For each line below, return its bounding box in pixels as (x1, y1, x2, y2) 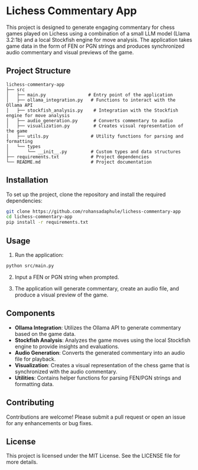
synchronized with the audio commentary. (14, 368, 118, 375)
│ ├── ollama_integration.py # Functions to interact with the (6, 97, 176, 103)
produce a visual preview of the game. (14, 291, 109, 298)
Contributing (6, 397, 54, 408)
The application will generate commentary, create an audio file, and (14, 285, 179, 292)
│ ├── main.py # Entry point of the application (6, 92, 173, 98)
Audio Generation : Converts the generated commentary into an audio (14, 349, 185, 356)
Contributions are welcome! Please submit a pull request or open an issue (6, 413, 186, 420)
